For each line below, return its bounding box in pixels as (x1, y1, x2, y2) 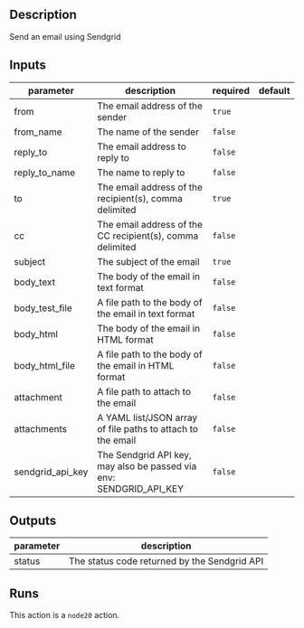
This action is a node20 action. (9, 610, 120, 621)
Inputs (9, 58, 47, 73)
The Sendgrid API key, (96, 448, 192, 461)
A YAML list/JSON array (96, 411, 197, 424)
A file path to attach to (96, 385, 192, 398)
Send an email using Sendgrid (9, 31, 121, 42)
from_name (14, 126, 62, 138)
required (212, 84, 251, 97)
